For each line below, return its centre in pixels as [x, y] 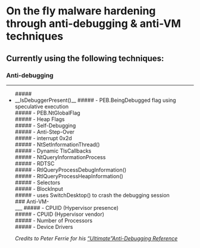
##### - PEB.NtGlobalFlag [47, 113]
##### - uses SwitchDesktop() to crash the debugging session [92, 195]
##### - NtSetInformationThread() [57, 144]
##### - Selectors [37, 182]
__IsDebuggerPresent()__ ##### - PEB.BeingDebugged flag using [96, 100]
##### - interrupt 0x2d [43, 138]
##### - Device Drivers [44, 227]
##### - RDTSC [35, 163]
